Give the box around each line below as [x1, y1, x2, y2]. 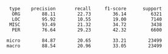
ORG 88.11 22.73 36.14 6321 [12, 11, 162, 17]
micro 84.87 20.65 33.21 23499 [6, 38, 162, 44]
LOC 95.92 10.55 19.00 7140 [12, 16, 162, 22]
